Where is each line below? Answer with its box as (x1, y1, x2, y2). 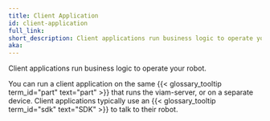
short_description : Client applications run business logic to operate (8, 34, 253, 42)
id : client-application (8, 19, 88, 27)
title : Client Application (8, 11, 99, 20)
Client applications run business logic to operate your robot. (8, 63, 207, 73)
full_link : (8, 26, 45, 34)
